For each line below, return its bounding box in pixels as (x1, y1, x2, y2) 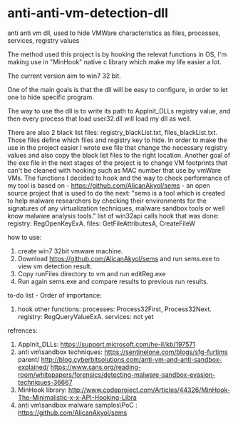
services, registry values (7, 36, 80, 44)
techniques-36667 (17, 378, 73, 386)
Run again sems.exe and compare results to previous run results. (17, 277, 209, 286)
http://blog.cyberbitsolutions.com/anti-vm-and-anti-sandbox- (41, 355, 222, 363)
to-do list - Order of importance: (7, 291, 102, 299)
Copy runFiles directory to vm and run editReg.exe (17, 269, 166, 278)
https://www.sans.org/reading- (50, 363, 141, 371)
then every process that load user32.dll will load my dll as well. (7, 114, 192, 123)
